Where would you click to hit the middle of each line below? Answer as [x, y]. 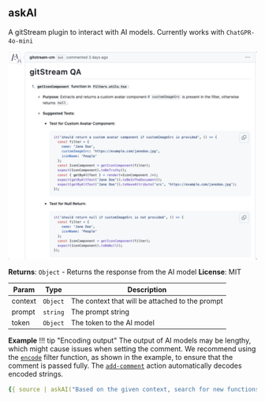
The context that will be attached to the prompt [147, 301]
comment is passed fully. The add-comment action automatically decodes [125, 365]
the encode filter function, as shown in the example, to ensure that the [121, 357]
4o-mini [21, 41]
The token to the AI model [113, 323]
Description [147, 289]
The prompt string [100, 312]
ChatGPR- [240, 32]
